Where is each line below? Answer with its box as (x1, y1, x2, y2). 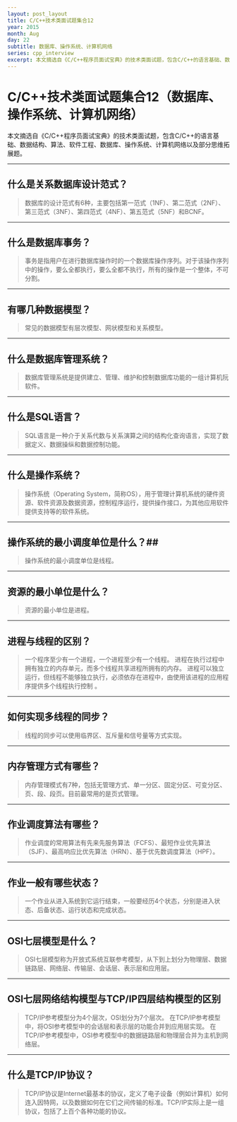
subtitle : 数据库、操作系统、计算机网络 (7, 43, 113, 50)
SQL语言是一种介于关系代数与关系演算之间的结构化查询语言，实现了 (24, 431, 223, 439)
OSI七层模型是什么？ (7, 935, 97, 947)
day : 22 (7, 37, 30, 44)
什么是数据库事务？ (7, 236, 91, 248)
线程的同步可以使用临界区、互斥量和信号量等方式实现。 (24, 731, 186, 739)
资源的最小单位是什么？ (7, 586, 109, 598)
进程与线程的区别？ (7, 635, 91, 647)
